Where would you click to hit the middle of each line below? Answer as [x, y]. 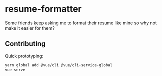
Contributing [25, 44]
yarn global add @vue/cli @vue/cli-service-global [59, 65]
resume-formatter [43, 9]
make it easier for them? [30, 28]
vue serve [15, 70]
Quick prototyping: [24, 56]
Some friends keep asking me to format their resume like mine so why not [81, 23]
